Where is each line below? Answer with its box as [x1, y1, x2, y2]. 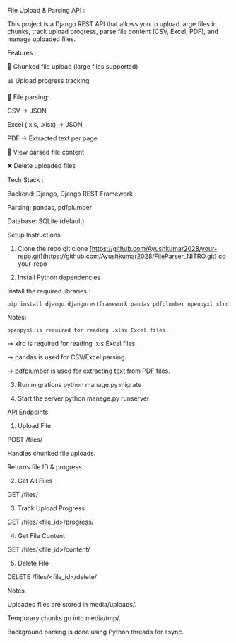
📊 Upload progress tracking [7, 77, 90, 84]
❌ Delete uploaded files [7, 162, 76, 169]
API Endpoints [7, 408, 49, 416]
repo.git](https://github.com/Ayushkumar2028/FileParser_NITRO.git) [17, 252, 217, 260]
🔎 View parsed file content [7, 148, 85, 156]
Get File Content [17, 532, 66, 539]
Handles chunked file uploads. [7, 449, 96, 457]
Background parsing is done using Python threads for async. [7, 627, 184, 636]
